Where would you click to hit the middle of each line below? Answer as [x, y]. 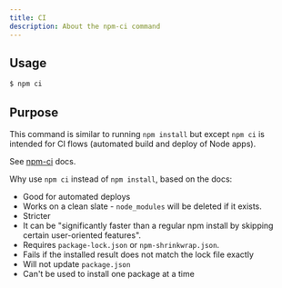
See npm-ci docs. [43, 161]
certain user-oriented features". [82, 235]
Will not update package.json [76, 264]
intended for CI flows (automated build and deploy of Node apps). [133, 144]
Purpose [34, 112]
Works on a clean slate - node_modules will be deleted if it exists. [142, 206]
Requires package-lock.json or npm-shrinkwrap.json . [121, 245]
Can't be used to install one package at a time [109, 274]
